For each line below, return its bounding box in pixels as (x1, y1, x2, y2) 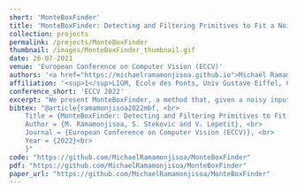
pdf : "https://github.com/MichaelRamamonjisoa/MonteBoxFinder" (9, 161, 247, 170)
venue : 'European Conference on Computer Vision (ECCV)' (9, 63, 224, 72)
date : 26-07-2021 (9, 54, 73, 63)
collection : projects (9, 29, 89, 38)
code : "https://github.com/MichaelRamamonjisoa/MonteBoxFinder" (9, 152, 251, 162)
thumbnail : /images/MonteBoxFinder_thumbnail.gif (9, 46, 196, 55)
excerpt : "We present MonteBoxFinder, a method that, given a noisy (9, 95, 267, 104)
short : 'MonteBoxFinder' (9, 12, 101, 22)
